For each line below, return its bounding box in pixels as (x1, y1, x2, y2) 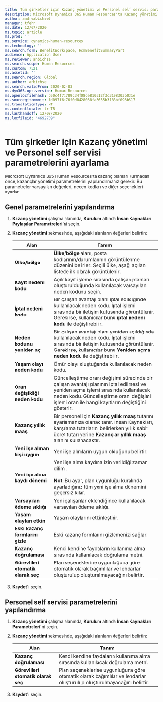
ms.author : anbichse (5, 79, 47, 84)
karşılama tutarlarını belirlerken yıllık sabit (53, 425, 148, 432)
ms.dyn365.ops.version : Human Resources (5, 88, 88, 93)
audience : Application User (5, 52, 62, 57)
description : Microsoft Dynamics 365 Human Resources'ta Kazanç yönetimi (5, 12, 158, 17)
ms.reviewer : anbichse (5, 57, 51, 62)
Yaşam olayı (14, 361, 44, 368)
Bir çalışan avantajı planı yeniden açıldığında (53, 329, 154, 335)
